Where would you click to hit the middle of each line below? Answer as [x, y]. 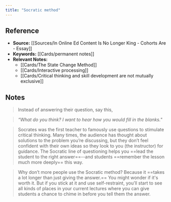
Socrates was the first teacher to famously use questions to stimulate [91, 130]
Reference [22, 31]
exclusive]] [32, 81]
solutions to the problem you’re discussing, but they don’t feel [83, 140]
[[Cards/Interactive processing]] [54, 70]
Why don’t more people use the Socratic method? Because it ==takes [91, 172]
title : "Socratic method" [33, 10]
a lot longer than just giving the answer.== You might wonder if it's [88, 178]
